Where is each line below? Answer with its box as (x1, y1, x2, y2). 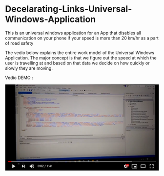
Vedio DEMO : (5, 75, 33, 80)
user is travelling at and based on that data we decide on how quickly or (5, 60, 150, 66)
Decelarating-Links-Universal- (5, 3, 132, 15)
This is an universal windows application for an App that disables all (5, 30, 142, 36)
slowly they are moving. (5, 65, 53, 71)
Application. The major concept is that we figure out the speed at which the (5, 55, 157, 60)
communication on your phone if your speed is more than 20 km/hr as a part (5, 35, 159, 41)
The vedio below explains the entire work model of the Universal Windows (5, 50, 155, 56)
